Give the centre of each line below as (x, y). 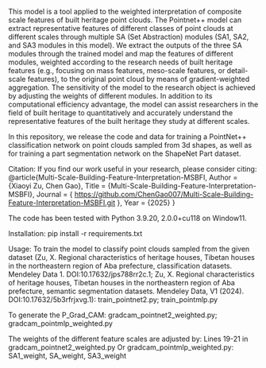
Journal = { (54, 194)
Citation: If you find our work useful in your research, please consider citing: (133, 169)
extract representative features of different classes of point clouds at (121, 28)
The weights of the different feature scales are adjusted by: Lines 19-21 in (128, 339)
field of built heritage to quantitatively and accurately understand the (121, 113)
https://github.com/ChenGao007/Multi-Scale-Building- (164, 194)
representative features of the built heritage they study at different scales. (129, 121)
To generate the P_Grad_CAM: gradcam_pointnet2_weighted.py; (113, 315)
